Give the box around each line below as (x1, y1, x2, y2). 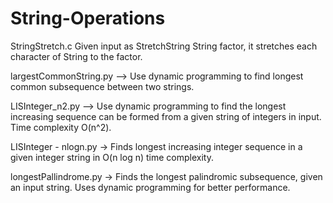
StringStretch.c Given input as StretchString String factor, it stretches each (10, 40, 318, 52)
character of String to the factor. (10, 50, 143, 62)
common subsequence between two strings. (10, 80, 195, 92)
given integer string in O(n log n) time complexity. (10, 151, 214, 163)
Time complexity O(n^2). (10, 121, 112, 133)
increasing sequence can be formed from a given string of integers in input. (10, 110, 322, 122)
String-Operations (10, 7, 166, 30)
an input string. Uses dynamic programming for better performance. (10, 181, 291, 193)
